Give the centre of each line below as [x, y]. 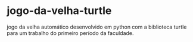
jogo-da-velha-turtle [59, 11]
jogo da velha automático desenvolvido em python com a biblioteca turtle [97, 27]
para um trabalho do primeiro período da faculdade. [70, 33]
